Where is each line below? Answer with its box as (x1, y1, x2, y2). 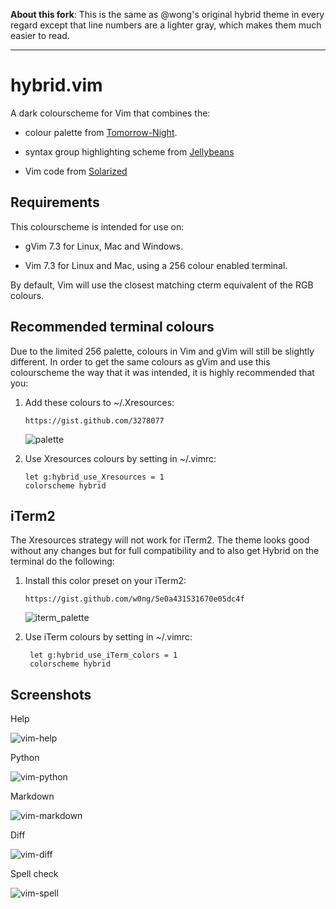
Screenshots (10, 686, 92, 703)
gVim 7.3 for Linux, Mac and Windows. (24, 240, 184, 252)
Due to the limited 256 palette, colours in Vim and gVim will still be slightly (10, 345, 315, 357)
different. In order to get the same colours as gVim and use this (10, 355, 271, 368)
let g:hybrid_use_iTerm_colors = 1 (29, 650, 178, 661)
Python (10, 752, 40, 764)
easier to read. (10, 30, 70, 41)
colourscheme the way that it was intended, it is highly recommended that (10, 366, 315, 378)
